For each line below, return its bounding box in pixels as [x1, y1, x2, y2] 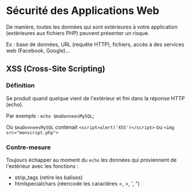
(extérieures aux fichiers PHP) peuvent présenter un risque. [6, 29, 150, 36]
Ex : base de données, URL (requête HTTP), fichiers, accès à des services [6, 41, 185, 48]
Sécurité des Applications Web [6, 4, 159, 17]
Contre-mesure [6, 143, 51, 151]
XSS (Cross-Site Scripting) [6, 64, 106, 74]
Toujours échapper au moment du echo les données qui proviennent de [6, 156, 177, 163]
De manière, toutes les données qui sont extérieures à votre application [6, 23, 178, 30]
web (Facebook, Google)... [6, 47, 70, 54]
